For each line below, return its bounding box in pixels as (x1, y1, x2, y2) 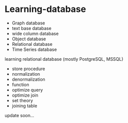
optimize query (11, 87, 43, 93)
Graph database (11, 20, 45, 26)
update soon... (4, 112, 34, 118)
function (11, 81, 29, 88)
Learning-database (4, 3, 86, 15)
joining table (11, 103, 38, 109)
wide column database (11, 30, 59, 36)
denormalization (11, 76, 45, 82)
